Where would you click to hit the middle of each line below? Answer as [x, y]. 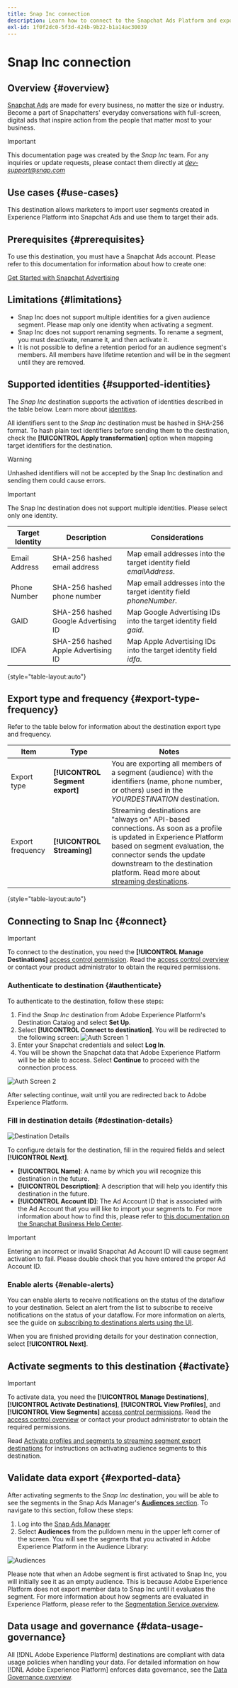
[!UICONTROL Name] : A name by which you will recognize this [109, 1171]
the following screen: [48, 1037]
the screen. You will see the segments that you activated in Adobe [114, 1539]
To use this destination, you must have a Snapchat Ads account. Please [112, 256]
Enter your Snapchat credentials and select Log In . [91, 1045]
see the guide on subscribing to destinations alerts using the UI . [101, 1322]
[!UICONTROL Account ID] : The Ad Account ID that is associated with [120, 1201]
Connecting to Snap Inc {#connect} [87, 921]
